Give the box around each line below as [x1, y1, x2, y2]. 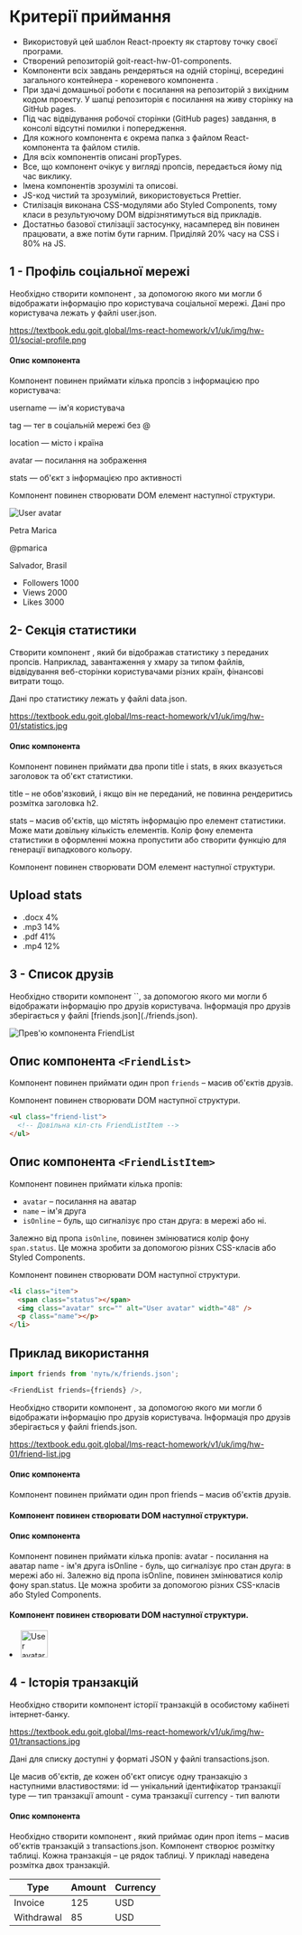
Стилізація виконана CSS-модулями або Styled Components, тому [22, 199, 278, 210]
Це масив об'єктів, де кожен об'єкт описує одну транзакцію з [9, 1771, 248, 1781]
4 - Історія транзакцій [9, 1675, 139, 1691]
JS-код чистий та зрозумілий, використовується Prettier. [22, 190, 242, 201]
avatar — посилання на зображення [9, 455, 147, 465]
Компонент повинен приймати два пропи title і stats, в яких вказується [9, 761, 283, 772]
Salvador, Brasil [9, 559, 68, 570]
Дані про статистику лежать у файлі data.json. [9, 693, 188, 704]
